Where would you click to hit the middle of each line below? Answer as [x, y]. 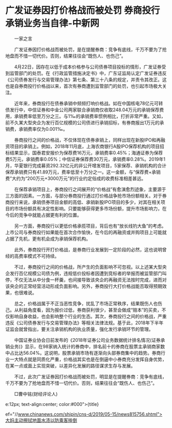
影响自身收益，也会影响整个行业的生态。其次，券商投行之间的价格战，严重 [88, 316]
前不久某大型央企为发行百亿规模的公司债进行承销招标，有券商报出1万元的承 [85, 122]
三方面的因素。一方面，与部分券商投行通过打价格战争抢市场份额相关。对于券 [86, 196]
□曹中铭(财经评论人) [36, 394]
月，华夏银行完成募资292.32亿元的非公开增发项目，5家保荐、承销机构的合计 [86, 165]
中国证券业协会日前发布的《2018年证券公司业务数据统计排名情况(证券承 [90, 340]
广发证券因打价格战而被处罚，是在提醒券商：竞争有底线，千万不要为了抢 [90, 49]
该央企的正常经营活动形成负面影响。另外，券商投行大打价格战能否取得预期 [84, 286]
